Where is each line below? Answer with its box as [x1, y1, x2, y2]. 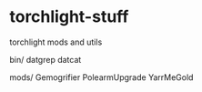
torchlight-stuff [9, 6, 129, 27]
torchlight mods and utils [9, 36, 103, 47]
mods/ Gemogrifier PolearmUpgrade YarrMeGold [9, 71, 194, 83]
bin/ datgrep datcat [9, 54, 82, 65]
